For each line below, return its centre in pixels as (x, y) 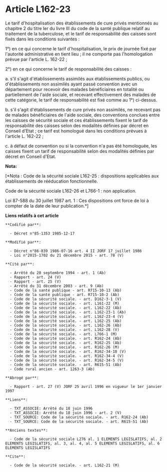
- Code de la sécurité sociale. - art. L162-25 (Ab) (66, 321)
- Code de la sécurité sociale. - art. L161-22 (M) (65, 303)
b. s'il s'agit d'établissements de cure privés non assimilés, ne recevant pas (83, 109)
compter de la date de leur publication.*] (47, 205)
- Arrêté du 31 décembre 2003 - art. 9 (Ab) (57, 286)
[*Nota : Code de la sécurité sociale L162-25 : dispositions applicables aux (82, 175)
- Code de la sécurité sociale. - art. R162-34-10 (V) (68, 351)
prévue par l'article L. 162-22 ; (36, 59)
